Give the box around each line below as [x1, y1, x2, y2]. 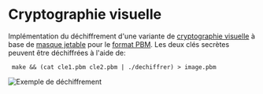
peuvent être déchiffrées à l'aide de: [8, 48, 126, 57]
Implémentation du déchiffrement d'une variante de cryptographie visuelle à [8, 31, 256, 41]
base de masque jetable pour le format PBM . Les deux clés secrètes [8, 39, 230, 49]
